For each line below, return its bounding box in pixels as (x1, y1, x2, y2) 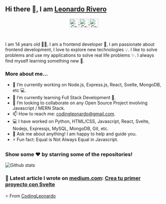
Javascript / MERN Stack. (12, 105, 65, 111)
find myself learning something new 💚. (5, 58, 84, 64)
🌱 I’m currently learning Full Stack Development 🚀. (12, 95, 116, 101)
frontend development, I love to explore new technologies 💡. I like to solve (5, 46, 157, 53)
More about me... (5, 70, 48, 77)
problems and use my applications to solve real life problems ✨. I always (5, 52, 154, 58)
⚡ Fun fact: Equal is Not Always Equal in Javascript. (12, 136, 118, 143)
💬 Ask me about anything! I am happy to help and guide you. (12, 131, 137, 137)
